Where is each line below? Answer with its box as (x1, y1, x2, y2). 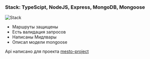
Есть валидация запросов (12, 29, 66, 35)
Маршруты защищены (12, 24, 58, 30)
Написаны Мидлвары (12, 34, 57, 40)
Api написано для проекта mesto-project (5, 48, 89, 54)
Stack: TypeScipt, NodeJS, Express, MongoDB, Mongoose (5, 4, 146, 11)
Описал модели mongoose (12, 39, 67, 45)
